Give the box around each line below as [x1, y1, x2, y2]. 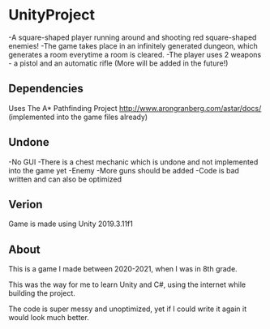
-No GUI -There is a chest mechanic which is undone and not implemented [8, 156, 259, 167]
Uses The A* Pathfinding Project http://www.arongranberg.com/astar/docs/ [8, 103, 262, 113]
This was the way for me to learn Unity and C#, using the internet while [8, 280, 246, 289]
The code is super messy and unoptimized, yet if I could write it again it [8, 304, 247, 314]
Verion [8, 197, 43, 211]
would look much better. [8, 313, 89, 323]
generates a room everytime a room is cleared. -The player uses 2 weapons [8, 49, 262, 59]
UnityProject [8, 6, 96, 24]
